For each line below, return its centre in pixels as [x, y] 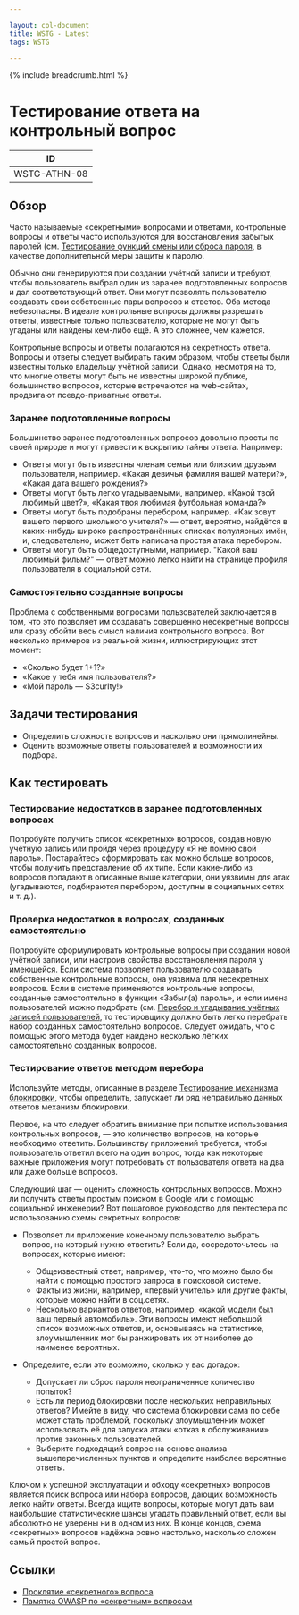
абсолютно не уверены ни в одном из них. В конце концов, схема [135, 1523]
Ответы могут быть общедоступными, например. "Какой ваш [140, 550]
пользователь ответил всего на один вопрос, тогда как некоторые [137, 1152]
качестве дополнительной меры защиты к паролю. [107, 256]
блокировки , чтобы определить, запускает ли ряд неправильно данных [146, 1097]
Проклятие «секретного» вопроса [87, 1591]
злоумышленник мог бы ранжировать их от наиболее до [144, 1338]
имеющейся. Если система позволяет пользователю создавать [131, 969]
